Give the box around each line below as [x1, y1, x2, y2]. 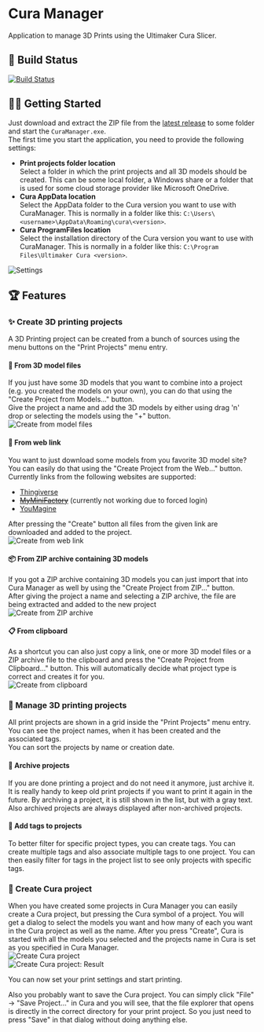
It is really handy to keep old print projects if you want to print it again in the [8, 786, 253, 796]
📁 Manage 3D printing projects [8, 700, 127, 711]
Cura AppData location [19, 192, 96, 201]
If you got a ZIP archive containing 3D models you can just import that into [8, 574, 249, 584]
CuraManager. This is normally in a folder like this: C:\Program [19, 241, 219, 251]
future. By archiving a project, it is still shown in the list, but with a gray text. [8, 795, 253, 804]
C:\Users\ [183, 210, 216, 218]
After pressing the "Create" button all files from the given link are [8, 519, 218, 529]
